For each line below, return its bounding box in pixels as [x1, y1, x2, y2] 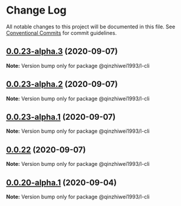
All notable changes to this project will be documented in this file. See [6, 23, 176, 30]
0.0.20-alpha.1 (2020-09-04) [6, 178, 117, 188]
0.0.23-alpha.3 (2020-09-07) [6, 47, 118, 57]
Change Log [6, 4, 67, 17]
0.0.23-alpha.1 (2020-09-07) [6, 112, 116, 122]
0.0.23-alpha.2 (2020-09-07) [6, 79, 118, 89]
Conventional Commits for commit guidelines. [6, 29, 117, 36]
